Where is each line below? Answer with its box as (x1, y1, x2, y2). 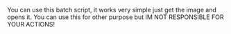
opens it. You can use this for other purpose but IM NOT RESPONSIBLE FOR (7, 13, 224, 21)
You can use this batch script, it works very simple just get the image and (7, 6, 216, 14)
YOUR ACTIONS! (7, 20, 55, 28)
